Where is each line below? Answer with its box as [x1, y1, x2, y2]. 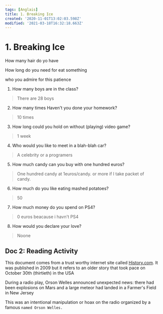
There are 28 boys [17, 95, 54, 101]
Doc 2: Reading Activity [5, 247, 78, 255]
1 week [17, 133, 31, 139]
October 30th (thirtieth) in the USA [5, 270, 74, 276]
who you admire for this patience [5, 76, 72, 83]
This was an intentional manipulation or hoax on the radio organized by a [5, 299, 151, 305]
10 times [17, 114, 34, 120]
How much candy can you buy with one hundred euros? [12, 162, 125, 167]
